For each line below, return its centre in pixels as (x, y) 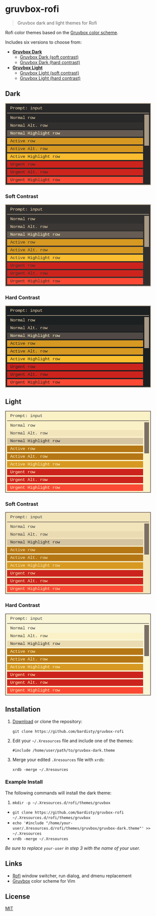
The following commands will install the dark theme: (58, 793)
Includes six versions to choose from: (43, 42)
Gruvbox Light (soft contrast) (49, 73)
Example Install (24, 782)
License (18, 897)
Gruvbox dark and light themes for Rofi (57, 23)
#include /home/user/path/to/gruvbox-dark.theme (64, 750)
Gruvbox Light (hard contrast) (50, 78)
